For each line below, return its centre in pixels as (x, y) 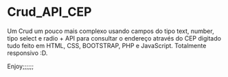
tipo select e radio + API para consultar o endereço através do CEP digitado (114, 38)
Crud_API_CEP (49, 12)
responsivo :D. (27, 53)
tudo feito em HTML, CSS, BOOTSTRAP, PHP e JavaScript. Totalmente (107, 45)
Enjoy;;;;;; (21, 66)
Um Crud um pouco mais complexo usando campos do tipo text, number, (111, 31)
